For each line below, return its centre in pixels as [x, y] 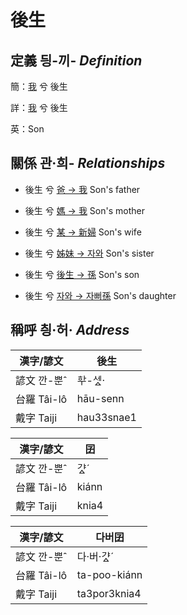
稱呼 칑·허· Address [70, 330]
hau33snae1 [106, 417]
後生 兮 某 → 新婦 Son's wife [83, 232]
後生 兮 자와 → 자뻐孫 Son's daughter [100, 295]
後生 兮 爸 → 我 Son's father [82, 189]
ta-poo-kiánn [109, 574]
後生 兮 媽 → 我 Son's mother [84, 210]
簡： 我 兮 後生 [39, 86]
